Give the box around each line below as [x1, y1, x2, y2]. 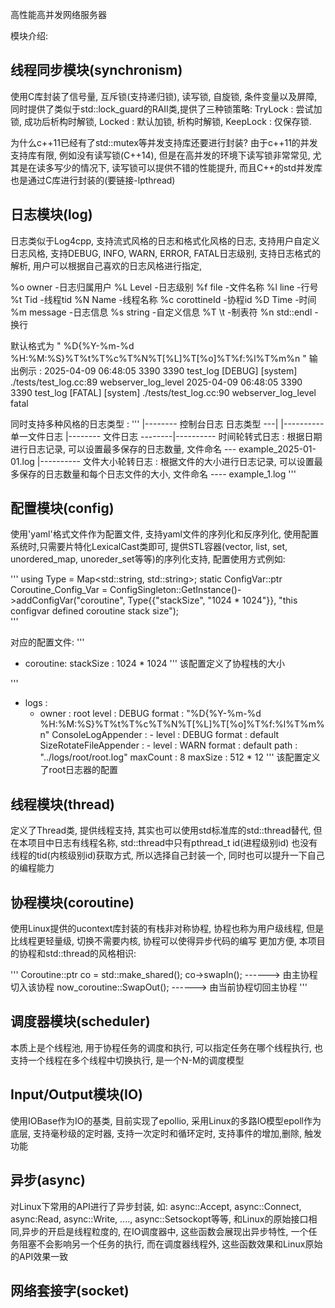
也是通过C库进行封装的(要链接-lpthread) [10, 174, 176, 186]
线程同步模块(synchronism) [10, 62, 183, 79]
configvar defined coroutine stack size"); [10, 605, 180, 617]
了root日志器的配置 [39, 764, 119, 776]
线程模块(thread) [10, 796, 115, 813]
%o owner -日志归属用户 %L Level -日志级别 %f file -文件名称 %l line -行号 [10, 281, 319, 293]
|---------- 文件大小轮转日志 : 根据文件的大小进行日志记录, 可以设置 [36, 455, 315, 467]
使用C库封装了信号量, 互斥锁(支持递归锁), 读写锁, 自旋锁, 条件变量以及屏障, [10, 90, 318, 102]
